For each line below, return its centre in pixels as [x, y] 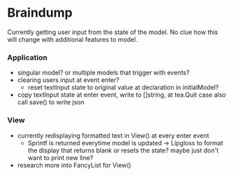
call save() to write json [51, 102]
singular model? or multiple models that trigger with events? [103, 73]
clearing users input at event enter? [68, 80]
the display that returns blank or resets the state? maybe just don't [123, 150]
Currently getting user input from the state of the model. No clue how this [113, 32]
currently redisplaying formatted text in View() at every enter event [113, 135]
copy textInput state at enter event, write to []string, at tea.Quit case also [122, 95]
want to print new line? [60, 157]
